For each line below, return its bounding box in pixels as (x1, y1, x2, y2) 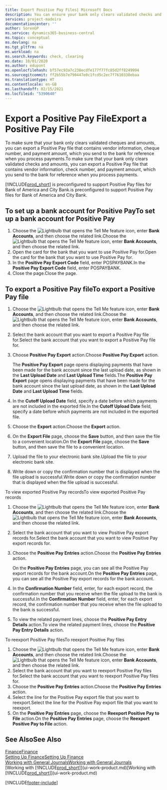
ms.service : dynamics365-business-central (5, 31, 95, 36)
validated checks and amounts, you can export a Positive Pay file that (5, 161, 148, 167)
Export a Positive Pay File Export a (5, 113, 147, 124)
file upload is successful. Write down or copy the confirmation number (12, 474, 156, 480)
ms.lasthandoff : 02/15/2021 (5, 86, 64, 92)
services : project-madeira (5, 17, 61, 22)
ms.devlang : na (5, 40, 37, 45)
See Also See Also (5, 735, 61, 744)
